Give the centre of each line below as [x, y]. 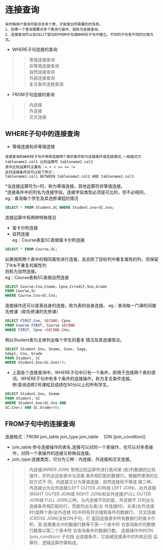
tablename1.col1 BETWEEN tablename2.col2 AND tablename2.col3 [69, 176]
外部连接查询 [42, 78]
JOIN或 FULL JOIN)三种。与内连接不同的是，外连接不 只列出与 [92, 500]
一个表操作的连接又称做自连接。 [61, 453]
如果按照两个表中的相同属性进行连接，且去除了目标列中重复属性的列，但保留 [82, 259]
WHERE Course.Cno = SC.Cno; [31, 296]
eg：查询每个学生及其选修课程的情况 [42, 198]
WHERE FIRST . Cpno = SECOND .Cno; [38, 330]
